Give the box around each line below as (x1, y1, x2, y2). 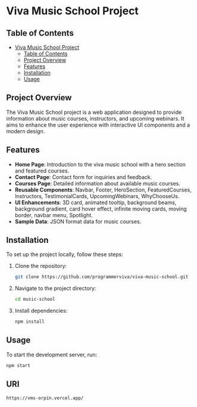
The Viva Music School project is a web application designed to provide (6, 109, 182, 116)
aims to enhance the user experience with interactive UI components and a (6, 121, 190, 128)
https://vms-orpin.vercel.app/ (6, 395, 84, 401)
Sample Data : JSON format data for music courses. (14, 218, 142, 225)
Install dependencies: (14, 307, 68, 314)
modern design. (6, 127, 45, 135)
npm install (14, 319, 45, 325)
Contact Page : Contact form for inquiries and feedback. (14, 173, 152, 180)
